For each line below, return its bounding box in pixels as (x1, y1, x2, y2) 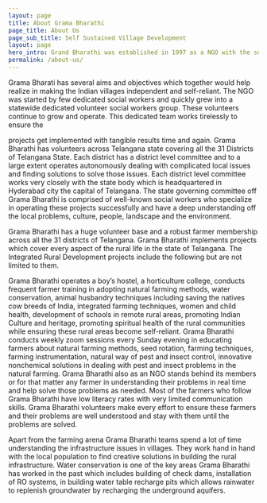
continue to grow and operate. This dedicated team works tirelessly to (8, 111, 238, 121)
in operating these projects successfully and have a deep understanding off (8, 203, 257, 212)
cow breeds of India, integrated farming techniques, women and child (8, 301, 236, 311)
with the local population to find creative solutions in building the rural (8, 451, 237, 461)
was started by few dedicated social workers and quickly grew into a (8, 95, 233, 104)
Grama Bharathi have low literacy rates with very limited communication (8, 394, 243, 404)
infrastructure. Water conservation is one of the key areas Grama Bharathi (8, 460, 250, 470)
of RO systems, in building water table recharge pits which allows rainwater (8, 477, 255, 486)
